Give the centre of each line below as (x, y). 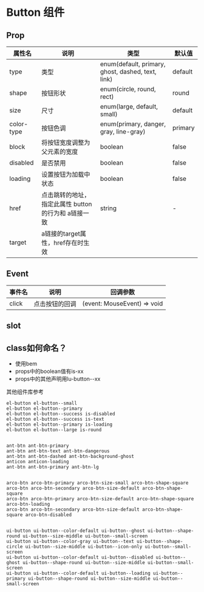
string (108, 208)
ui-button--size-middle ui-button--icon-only (84, 547)
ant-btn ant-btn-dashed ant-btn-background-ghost (70, 457)
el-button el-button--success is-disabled (61, 414)
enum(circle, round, (128, 89)
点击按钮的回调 (55, 304)
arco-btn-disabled (48, 515)
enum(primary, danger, (133, 124)
